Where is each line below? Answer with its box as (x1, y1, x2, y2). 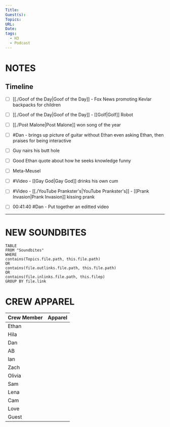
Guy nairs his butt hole (12, 148, 60, 153)
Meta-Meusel (12, 168, 41, 174)
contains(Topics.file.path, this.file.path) (5, 257, 101, 262)
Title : (5, 7, 19, 13)
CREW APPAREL (5, 295, 75, 307)
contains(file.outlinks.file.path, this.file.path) (5, 266, 116, 271)
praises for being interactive (12, 138, 72, 144)
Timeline (5, 82, 34, 91)
